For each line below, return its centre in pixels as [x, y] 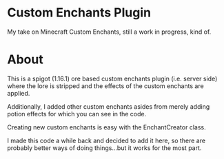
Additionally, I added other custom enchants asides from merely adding [109, 106]
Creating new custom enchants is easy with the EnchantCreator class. [106, 127]
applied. [19, 93]
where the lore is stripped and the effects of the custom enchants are [106, 86]
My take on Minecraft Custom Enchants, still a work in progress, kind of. [109, 32]
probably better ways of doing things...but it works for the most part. [104, 148]
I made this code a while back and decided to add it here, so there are [106, 140]
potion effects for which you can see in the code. [77, 114]
